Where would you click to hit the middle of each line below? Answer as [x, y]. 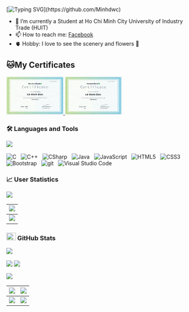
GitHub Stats [36, 238]
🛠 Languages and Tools [43, 129]
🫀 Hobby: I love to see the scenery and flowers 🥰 [77, 44]
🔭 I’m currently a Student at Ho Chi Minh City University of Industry [99, 21]
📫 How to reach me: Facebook [54, 34]
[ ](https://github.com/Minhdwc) [64, 9]
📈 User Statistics [33, 180]
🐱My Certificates [41, 65]
